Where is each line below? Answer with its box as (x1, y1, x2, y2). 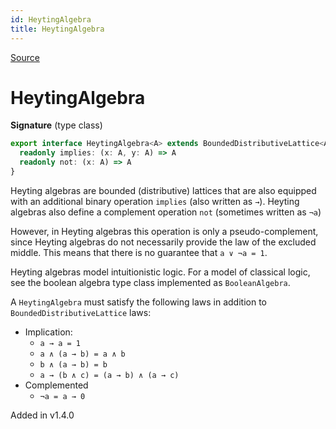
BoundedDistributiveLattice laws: (10, 306, 152, 318)
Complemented (24, 379, 89, 391)
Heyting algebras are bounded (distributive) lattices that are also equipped (10, 184, 317, 196)
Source (10, 51, 40, 63)
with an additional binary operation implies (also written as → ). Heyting (10, 195, 300, 207)
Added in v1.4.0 (10, 409, 75, 421)
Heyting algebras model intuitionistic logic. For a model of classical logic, (10, 266, 311, 278)
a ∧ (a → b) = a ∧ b (39, 349, 126, 359)
